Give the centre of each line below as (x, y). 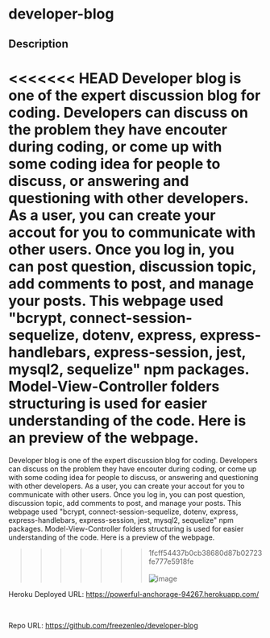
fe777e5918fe (171, 561)
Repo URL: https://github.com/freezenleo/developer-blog (104, 625)
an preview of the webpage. (104, 438)
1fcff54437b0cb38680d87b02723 (206, 553)
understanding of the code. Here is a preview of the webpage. (112, 537)
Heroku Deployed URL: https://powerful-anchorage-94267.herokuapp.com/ (134, 594)
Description (38, 44)
